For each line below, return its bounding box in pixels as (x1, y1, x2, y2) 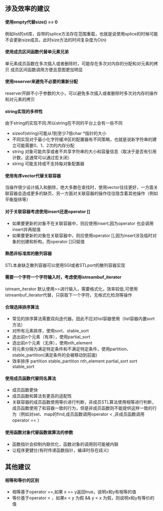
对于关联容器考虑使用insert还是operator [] (5, 209, 91, 214)
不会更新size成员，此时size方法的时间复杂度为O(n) (5, 37, 107, 43)
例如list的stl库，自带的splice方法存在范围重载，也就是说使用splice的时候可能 (5, 31, 158, 36)
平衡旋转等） (5, 197, 31, 202)
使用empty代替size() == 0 (5, 19, 58, 25)
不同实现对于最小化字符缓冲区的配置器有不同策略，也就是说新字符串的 (12, 136, 153, 142)
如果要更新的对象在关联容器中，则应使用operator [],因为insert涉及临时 (12, 232, 153, 238)
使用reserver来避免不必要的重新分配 (5, 79, 78, 84)
